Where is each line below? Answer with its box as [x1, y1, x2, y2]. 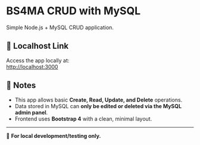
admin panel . [14, 109, 48, 116]
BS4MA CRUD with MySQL [6, 4, 141, 18]
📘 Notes [6, 80, 36, 90]
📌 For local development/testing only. [6, 132, 101, 139]
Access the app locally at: [6, 56, 70, 64]
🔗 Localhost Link [6, 41, 69, 51]
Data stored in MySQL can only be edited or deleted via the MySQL [14, 102, 182, 109]
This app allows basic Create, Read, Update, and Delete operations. [14, 96, 183, 103]
